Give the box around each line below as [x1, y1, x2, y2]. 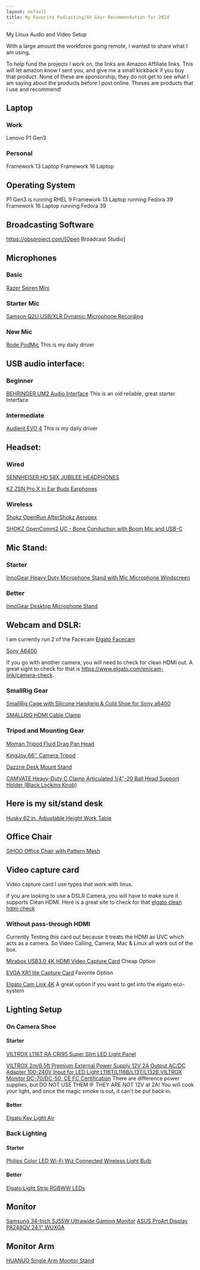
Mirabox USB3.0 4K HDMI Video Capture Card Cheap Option [6, 958, 156, 965]
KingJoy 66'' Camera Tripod [6, 751, 76, 759]
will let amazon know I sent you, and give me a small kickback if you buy [6, 66, 184, 73]
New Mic [6, 328, 33, 336]
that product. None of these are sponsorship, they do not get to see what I [6, 73, 189, 80]
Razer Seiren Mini [6, 284, 50, 292]
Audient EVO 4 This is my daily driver [6, 425, 98, 432]
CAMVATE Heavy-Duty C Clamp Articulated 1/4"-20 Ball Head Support [6, 775, 180, 782]
